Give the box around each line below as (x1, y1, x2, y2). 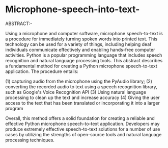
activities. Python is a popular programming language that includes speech (5, 52, 162, 58)
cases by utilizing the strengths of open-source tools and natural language (5, 131, 162, 137)
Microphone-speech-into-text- (5, 4, 140, 15)
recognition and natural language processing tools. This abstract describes (5, 57, 163, 63)
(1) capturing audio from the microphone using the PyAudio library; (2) (5, 78, 153, 84)
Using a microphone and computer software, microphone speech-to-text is (5, 30, 163, 36)
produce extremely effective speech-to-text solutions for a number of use (5, 126, 160, 132)
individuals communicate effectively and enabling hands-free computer (5, 46, 155, 53)
